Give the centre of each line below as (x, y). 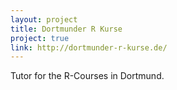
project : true (40, 38)
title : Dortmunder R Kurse (66, 29)
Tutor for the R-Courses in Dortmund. (87, 76)
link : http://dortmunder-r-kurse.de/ (89, 47)
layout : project (44, 19)
